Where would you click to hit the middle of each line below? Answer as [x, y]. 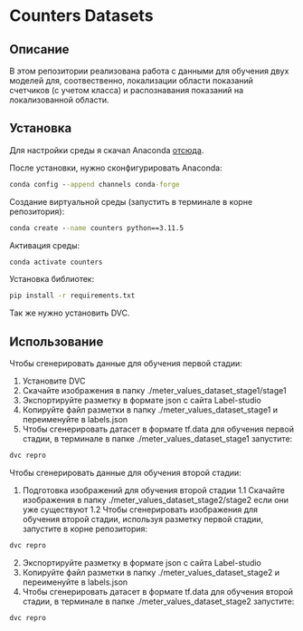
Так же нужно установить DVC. [70, 313]
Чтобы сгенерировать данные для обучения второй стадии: [125, 473]
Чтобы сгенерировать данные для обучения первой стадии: [126, 364]
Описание [39, 49]
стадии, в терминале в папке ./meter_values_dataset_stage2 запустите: [158, 601]
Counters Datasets [81, 16]
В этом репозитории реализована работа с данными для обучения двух [149, 71]
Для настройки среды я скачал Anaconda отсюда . [107, 150]
